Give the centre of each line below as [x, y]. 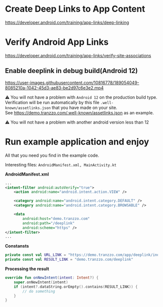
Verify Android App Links [57, 42]
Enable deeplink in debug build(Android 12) [72, 71]
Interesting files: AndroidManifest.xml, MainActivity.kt [61, 164]
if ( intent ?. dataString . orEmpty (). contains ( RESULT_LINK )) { [76, 287]
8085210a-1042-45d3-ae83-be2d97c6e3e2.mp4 [54, 88]
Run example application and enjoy [77, 142]
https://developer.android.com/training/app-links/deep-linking [67, 22]
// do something [39, 291]
